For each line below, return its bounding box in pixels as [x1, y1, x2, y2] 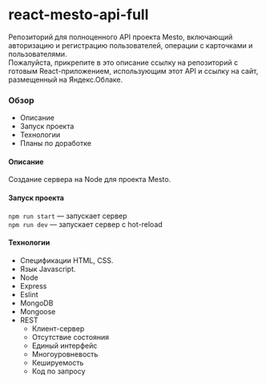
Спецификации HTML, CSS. [19, 255, 114, 265]
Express [19, 281, 47, 290]
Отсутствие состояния [31, 332, 110, 342]
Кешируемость [31, 358, 84, 367]
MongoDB [19, 298, 54, 308]
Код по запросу [31, 366, 86, 376]
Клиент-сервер [31, 323, 85, 333]
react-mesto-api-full [8, 6, 149, 24]
